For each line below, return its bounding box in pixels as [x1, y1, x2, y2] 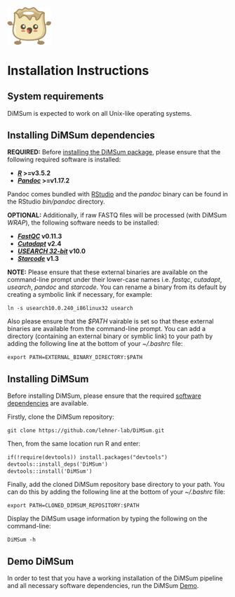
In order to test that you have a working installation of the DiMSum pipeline [7, 574, 223, 582]
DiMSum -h [7, 537, 36, 544]
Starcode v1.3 [17, 255, 60, 263]
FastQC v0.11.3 [17, 232, 62, 241]
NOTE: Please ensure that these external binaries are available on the [7, 268, 208, 276]
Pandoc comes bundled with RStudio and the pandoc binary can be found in [7, 190, 228, 199]
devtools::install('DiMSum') [7, 468, 93, 475]
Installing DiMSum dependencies [7, 129, 156, 141]
